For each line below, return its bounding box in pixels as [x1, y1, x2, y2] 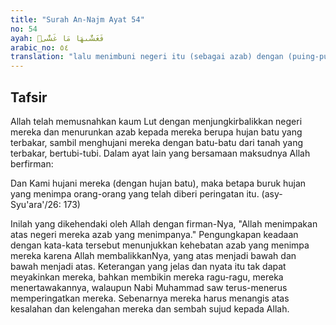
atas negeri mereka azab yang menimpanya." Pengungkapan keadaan [10, 228, 299, 240]
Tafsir [10, 89, 48, 106]
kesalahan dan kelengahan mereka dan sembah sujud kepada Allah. [10, 302, 290, 315]
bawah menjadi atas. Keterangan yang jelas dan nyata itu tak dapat [10, 260, 287, 272]
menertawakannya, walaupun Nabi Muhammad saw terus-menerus [10, 281, 288, 293]
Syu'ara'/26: [10, 198, 62, 210]
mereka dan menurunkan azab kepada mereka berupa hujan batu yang [10, 126, 303, 138]
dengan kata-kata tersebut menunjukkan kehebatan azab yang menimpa [10, 239, 310, 251]
